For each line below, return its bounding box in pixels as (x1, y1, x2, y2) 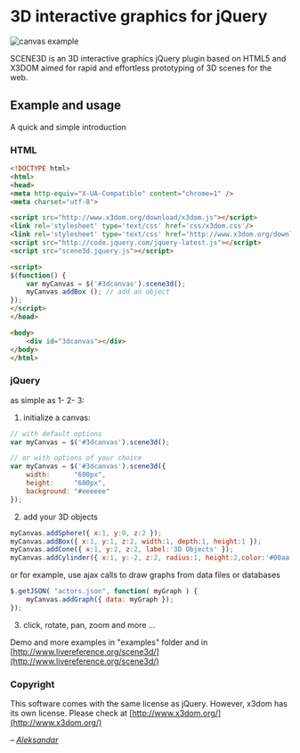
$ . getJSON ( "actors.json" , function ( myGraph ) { (10, 587, 199, 596)
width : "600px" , (26, 470, 106, 479)
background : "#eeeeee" (26, 486, 110, 496)
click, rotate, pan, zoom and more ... (22, 619, 156, 630)
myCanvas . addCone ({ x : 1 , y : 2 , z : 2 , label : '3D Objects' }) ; (10, 545, 234, 554)
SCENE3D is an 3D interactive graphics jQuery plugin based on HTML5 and (10, 53, 287, 63)
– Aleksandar (10, 734, 59, 746)
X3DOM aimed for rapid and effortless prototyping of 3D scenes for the (10, 62, 272, 73)
